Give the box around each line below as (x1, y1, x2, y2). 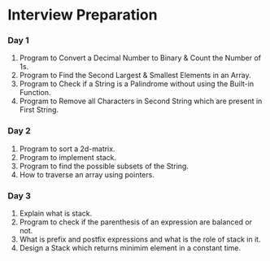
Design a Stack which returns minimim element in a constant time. (19, 243, 242, 253)
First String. (19, 105, 59, 115)
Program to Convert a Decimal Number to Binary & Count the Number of (19, 53, 262, 63)
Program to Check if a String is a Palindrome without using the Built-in (19, 79, 254, 89)
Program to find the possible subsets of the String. (19, 161, 189, 171)
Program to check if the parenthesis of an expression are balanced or (19, 217, 253, 227)
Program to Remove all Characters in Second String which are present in (19, 96, 263, 107)
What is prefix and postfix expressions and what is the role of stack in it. (19, 234, 261, 245)
